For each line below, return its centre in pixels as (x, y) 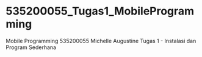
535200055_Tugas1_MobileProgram (100, 11)
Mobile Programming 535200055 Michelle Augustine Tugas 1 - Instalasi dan (101, 41)
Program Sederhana (31, 47)
